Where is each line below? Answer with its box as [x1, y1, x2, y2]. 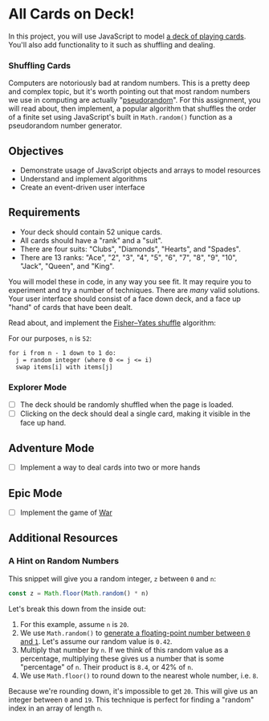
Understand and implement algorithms [19, 174, 148, 184]
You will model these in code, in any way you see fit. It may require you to [8, 276, 251, 286]
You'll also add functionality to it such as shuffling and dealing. [8, 39, 215, 49]
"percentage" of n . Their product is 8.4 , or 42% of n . [19, 662, 194, 671]
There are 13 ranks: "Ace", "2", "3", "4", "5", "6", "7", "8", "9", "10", [19, 252, 238, 262]
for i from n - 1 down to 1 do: [8, 348, 116, 357]
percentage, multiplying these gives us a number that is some [19, 654, 225, 663]
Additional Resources [8, 532, 118, 545]
